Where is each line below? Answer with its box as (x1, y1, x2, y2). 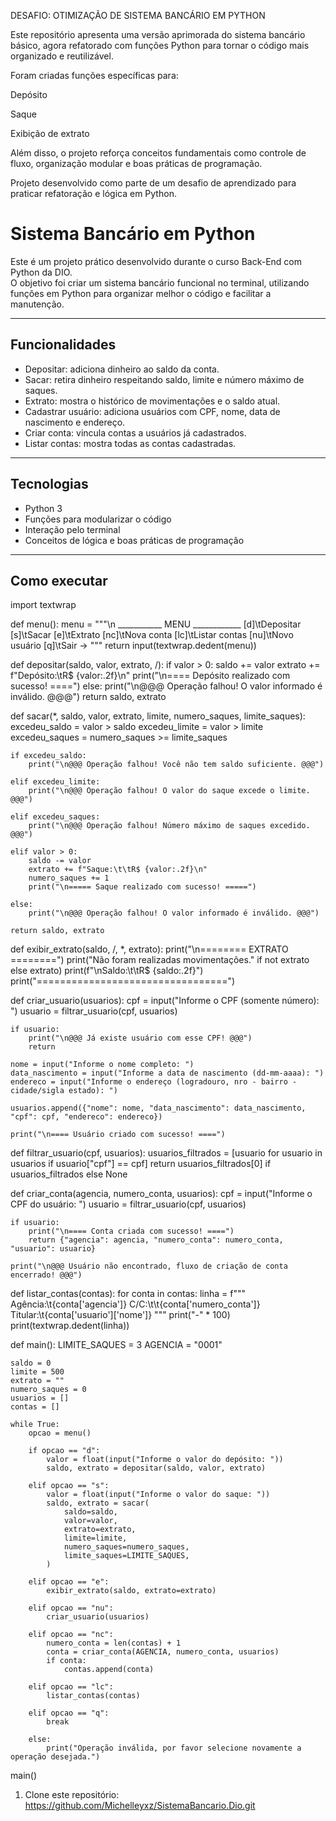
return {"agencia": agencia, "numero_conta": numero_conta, (28, 1235, 284, 1245)
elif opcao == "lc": (28, 1682, 114, 1692)
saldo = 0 (10, 1358, 52, 1369)
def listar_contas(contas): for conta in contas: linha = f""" (10, 1288, 247, 1300)
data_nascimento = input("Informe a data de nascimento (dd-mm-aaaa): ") (10, 1068, 325, 1079)
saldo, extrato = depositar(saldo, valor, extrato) (46, 1463, 267, 1474)
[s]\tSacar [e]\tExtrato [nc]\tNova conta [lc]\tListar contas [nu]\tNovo (10, 629, 294, 641)
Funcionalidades (10, 336, 117, 354)
